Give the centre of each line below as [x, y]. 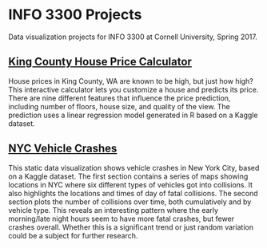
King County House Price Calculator [100, 62]
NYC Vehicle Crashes [63, 149]
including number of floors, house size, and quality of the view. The [119, 106]
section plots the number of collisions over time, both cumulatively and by [130, 202]
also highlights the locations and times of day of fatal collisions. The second [133, 193]
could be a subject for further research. [73, 235]
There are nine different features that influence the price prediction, [120, 98]
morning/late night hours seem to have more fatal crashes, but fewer [121, 218]
